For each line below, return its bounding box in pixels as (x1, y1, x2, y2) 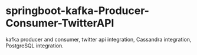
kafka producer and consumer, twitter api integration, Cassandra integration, (5, 36, 192, 43)
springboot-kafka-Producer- (5, 4, 150, 18)
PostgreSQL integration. (5, 42, 64, 49)
